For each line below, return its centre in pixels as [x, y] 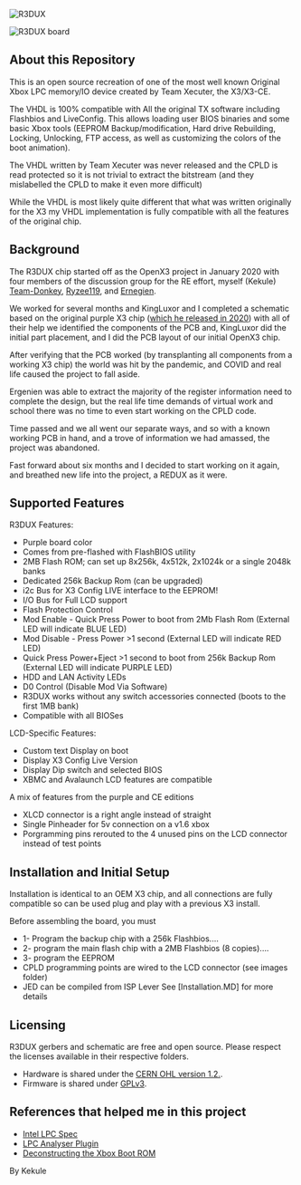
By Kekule [28, 1171]
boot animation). [40, 147]
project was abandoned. [55, 448]
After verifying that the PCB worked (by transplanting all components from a [151, 354]
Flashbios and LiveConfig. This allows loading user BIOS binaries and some [150, 119]
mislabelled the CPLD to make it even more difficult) [106, 184]
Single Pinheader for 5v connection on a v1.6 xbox [116, 824]
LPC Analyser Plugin [61, 1143]
